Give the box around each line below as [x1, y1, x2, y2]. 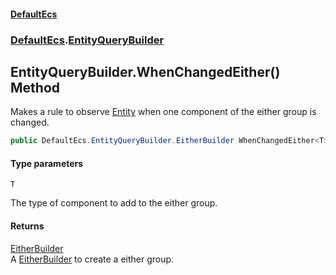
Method [10, 79, 61, 96]
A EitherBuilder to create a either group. [10, 253, 175, 265]
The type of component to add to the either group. [10, 197, 218, 209]
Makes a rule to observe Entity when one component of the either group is [10, 106, 317, 118]
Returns [10, 220, 45, 232]
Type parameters [10, 157, 84, 169]
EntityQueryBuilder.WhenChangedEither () [10, 63, 281, 80]
